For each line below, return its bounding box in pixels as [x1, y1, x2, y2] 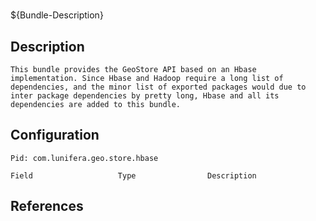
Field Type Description [10, 170, 257, 181]
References [10, 198, 84, 215]
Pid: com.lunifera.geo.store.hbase [10, 153, 159, 163]
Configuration [10, 127, 100, 144]
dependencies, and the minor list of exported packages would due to [10, 82, 307, 92]
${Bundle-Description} [10, 9, 104, 21]
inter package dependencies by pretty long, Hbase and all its [10, 91, 280, 101]
